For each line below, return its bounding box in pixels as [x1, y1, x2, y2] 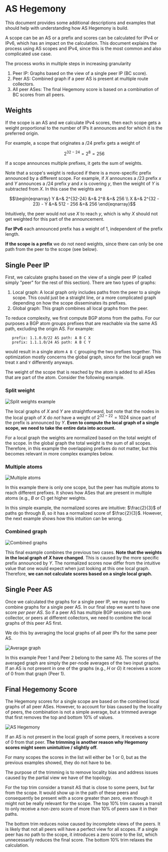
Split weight [5, 387, 35, 394]
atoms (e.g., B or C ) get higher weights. [5, 495, 87, 501]
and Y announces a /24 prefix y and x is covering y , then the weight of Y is [5, 180, 159, 186]
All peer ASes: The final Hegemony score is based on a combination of [12, 86, 159, 92]
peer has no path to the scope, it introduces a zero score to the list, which [5, 831, 158, 837]
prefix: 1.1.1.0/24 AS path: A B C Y [12, 340, 91, 345]
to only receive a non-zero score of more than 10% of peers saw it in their [5, 806, 158, 812]
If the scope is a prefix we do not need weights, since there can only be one [5, 241, 163, 247]
